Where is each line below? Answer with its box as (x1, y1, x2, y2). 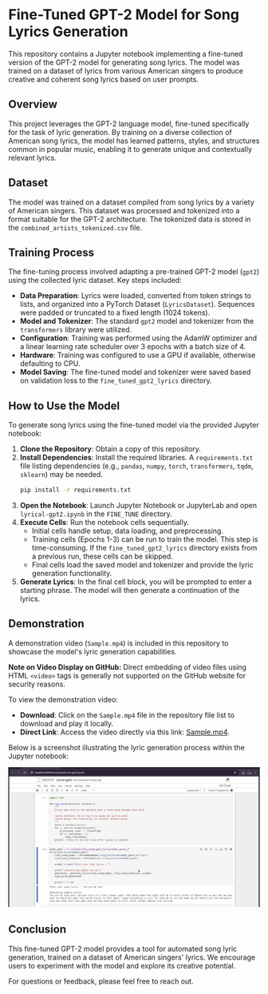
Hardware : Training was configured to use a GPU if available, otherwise (19, 350, 256, 360)
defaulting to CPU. (19, 359, 81, 368)
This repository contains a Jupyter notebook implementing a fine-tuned (8, 49, 243, 58)
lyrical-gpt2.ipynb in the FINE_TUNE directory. (19, 509, 173, 519)
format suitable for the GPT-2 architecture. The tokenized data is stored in (8, 214, 251, 224)
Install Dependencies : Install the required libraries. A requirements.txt (19, 453, 254, 463)
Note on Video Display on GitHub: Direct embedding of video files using (8, 662, 247, 672)
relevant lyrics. (8, 153, 57, 162)
